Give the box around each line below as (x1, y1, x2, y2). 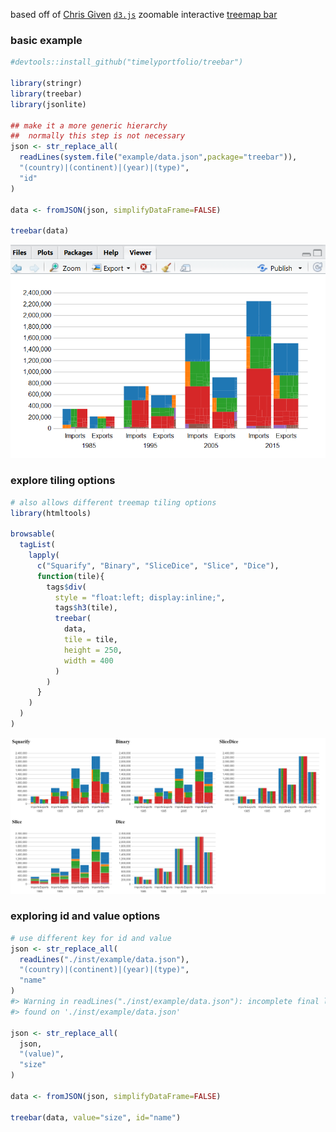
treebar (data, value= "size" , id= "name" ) (10, 1112, 182, 1123)
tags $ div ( (46, 582, 87, 592)
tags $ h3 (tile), (54, 603, 118, 613)
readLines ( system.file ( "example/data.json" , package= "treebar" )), (19, 152, 298, 163)
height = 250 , (63, 645, 123, 655)
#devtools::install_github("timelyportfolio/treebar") (10, 57, 244, 68)
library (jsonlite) (10, 99, 87, 109)
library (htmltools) (10, 508, 92, 518)
